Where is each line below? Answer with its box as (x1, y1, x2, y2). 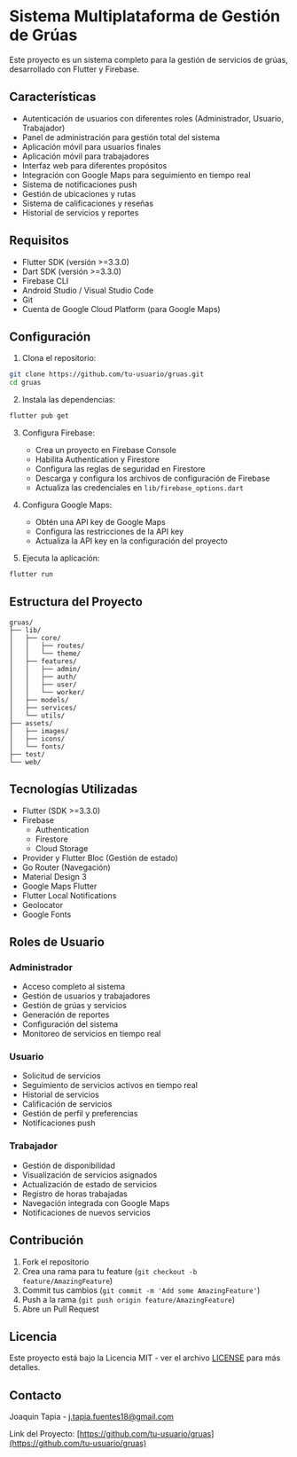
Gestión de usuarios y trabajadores (21, 991, 151, 1001)
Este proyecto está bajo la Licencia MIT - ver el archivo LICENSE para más (9, 1352, 281, 1363)
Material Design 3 (21, 871, 87, 881)
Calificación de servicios (21, 1099, 113, 1109)
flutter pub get (9, 411, 69, 420)
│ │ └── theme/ (9, 649, 82, 658)
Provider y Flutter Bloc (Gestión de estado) (21, 852, 179, 863)
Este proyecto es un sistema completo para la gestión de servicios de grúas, (9, 54, 288, 65)
